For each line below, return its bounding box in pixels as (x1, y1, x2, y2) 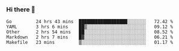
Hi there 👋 (6, 5, 36, 14)
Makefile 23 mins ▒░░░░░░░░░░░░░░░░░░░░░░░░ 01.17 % (6, 40, 173, 46)
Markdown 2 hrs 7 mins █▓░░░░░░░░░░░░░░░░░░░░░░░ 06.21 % (6, 34, 173, 40)
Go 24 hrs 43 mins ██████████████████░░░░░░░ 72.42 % (6, 19, 173, 25)
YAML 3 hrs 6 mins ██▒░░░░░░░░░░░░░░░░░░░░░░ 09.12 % (6, 24, 173, 30)
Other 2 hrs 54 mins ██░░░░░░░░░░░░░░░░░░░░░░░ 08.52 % (6, 29, 173, 35)
